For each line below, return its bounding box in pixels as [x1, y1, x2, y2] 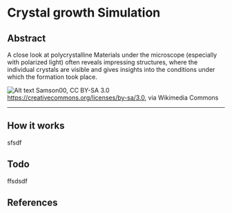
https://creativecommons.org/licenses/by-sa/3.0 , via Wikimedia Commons [7, 93, 219, 102]
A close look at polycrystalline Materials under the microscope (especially [7, 50, 217, 59]
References [7, 197, 58, 209]
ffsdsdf [7, 176, 28, 185]
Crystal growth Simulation [7, 5, 161, 21]
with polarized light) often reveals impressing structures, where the [7, 58, 198, 66]
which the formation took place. [7, 73, 98, 81]
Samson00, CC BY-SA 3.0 [35, 86, 110, 94]
